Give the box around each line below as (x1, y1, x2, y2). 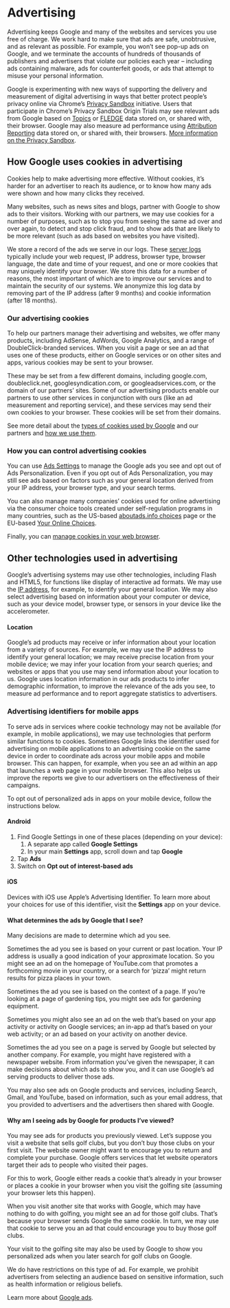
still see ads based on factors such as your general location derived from (7, 477, 214, 485)
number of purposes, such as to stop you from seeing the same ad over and (7, 217, 222, 225)
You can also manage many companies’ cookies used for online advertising (7, 497, 221, 506)
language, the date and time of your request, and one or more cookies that (7, 260, 218, 268)
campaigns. (7, 780, 41, 789)
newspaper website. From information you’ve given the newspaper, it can (7, 1058, 215, 1066)
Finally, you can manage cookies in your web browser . (7, 532, 161, 541)
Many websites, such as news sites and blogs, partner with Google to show (7, 202, 221, 211)
